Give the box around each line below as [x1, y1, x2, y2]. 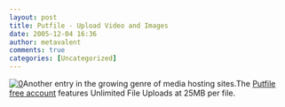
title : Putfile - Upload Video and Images [9, 21, 169, 30]
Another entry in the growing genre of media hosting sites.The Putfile [22, 79, 276, 88]
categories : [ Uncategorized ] [9, 54, 117, 63]
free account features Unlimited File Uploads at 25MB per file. [9, 88, 236, 98]
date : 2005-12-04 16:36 [9, 29, 98, 38]
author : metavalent [9, 37, 82, 47]
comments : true [9, 46, 66, 55]
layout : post [9, 12, 58, 22]
